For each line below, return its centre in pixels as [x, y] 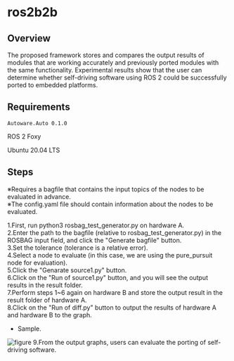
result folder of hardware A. [47, 300]
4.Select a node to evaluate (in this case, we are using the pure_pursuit [110, 255]
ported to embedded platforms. [53, 85]
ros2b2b [33, 12]
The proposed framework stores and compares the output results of [106, 55]
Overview [29, 38]
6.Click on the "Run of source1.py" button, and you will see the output [108, 277]
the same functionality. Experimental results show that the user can [105, 70]
